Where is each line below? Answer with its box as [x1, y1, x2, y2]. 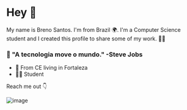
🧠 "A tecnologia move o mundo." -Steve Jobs [6, 50, 143, 59]
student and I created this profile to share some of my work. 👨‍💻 [6, 35, 166, 42]
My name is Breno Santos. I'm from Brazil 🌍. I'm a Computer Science [6, 26, 182, 33]
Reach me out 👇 [6, 82, 47, 90]
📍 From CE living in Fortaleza [15, 64, 88, 71]
